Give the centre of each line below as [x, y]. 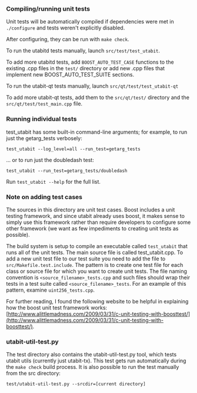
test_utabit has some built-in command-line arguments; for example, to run [97, 132]
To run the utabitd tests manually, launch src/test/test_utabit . [83, 51]
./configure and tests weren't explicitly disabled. [66, 28]
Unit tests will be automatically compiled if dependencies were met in [90, 22]
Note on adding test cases [44, 197]
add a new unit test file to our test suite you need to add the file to [86, 259]
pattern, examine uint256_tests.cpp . [51, 290]
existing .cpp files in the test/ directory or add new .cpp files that [86, 68]
